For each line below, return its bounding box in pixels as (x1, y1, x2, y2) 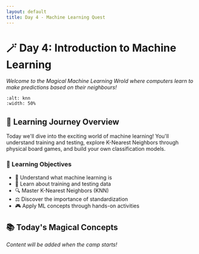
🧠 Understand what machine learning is (14, 174, 112, 181)
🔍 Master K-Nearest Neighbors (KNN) (14, 187, 109, 194)
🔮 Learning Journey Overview (6, 117, 120, 127)
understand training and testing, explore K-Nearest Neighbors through (6, 139, 179, 146)
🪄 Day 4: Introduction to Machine (6, 41, 176, 54)
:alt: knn (6, 95, 31, 101)
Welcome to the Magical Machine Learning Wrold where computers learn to (6, 78, 194, 85)
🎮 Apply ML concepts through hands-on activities (14, 202, 140, 209)
